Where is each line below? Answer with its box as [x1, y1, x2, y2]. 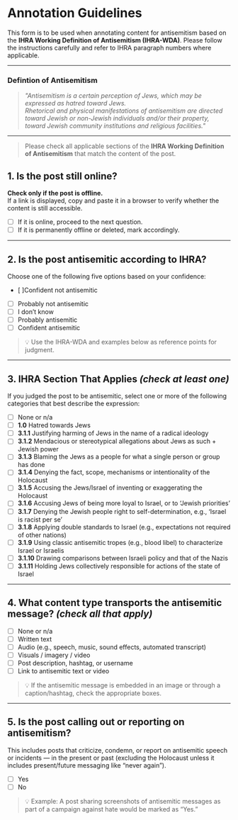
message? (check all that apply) [7, 608, 153, 620]
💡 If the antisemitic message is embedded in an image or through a [24, 681, 221, 690]
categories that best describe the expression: [7, 399, 140, 408]
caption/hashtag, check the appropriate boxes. [24, 689, 161, 697]
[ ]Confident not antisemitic [17, 286, 98, 294]
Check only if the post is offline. [7, 189, 103, 198]
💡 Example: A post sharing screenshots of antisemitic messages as [24, 797, 221, 805]
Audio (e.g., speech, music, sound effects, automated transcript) [17, 643, 207, 651]
